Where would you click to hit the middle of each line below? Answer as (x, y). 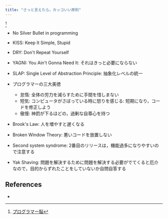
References (23, 185)
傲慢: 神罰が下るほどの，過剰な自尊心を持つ (65, 113)
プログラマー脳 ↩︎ (30, 211)
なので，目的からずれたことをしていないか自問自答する (69, 168)
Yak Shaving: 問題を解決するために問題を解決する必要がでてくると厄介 (85, 162)
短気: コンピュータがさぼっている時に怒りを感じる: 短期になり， (85, 101)
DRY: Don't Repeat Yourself (40, 52)
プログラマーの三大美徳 (36, 84)
